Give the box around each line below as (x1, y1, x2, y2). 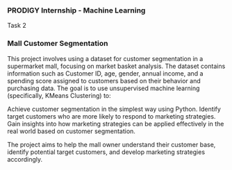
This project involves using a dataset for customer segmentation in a (7, 54, 204, 62)
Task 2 (7, 22, 26, 30)
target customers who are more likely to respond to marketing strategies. (7, 112, 216, 120)
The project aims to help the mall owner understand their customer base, (7, 140, 216, 148)
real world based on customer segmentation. (7, 127, 135, 135)
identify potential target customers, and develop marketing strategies (7, 148, 206, 156)
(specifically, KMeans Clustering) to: (7, 91, 111, 99)
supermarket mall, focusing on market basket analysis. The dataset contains (7, 62, 226, 70)
